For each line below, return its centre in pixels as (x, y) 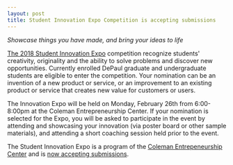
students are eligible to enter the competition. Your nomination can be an (112, 75)
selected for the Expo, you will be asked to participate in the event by (106, 118)
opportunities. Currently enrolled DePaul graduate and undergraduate (107, 68)
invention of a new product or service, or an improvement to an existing (110, 82)
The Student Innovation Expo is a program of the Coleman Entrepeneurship (115, 146)
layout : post (26, 14)
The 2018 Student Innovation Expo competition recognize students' (104, 53)
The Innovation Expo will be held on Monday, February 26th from (100, 103)
